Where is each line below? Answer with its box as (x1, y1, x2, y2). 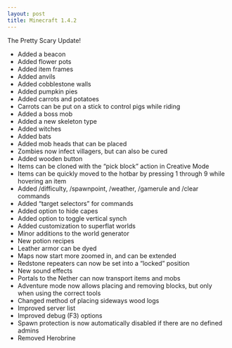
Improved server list (17, 304, 76, 312)
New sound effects (17, 266, 73, 275)
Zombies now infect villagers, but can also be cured (17, 147, 168, 155)
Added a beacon (17, 50, 66, 58)
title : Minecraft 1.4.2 (7, 17, 77, 24)
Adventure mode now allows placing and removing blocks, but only (17, 281, 212, 290)
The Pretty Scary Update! (7, 36, 82, 44)
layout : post (7, 10, 46, 18)
